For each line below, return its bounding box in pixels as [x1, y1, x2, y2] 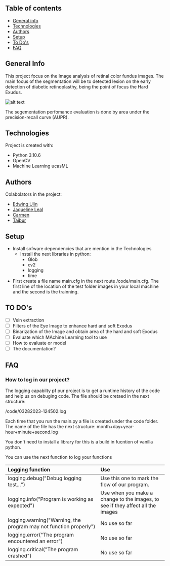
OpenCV [12, 158, 31, 164]
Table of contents [5, 4, 62, 13]
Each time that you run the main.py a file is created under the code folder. [5, 418, 159, 424]
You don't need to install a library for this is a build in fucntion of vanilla [5, 438, 153, 444]
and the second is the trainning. [12, 289, 79, 295]
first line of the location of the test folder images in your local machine [12, 283, 159, 289]
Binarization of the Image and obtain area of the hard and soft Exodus [12, 329, 158, 335]
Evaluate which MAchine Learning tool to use [12, 334, 107, 340]
